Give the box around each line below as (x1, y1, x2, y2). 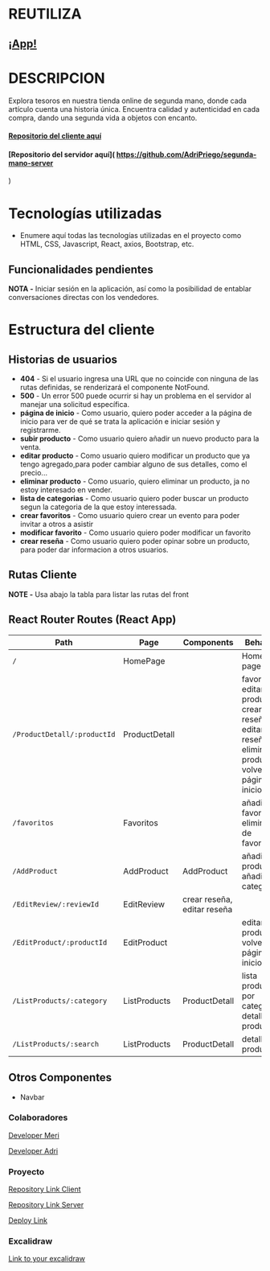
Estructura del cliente (8, 321, 155, 339)
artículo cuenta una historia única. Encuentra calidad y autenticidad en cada (8, 104, 260, 113)
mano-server (8, 158, 54, 167)
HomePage (123, 655, 166, 666)
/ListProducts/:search (12, 1039, 99, 1048)
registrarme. (19, 426, 62, 435)
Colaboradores (8, 1112, 68, 1123)
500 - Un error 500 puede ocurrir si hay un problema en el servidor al (19, 391, 252, 401)
